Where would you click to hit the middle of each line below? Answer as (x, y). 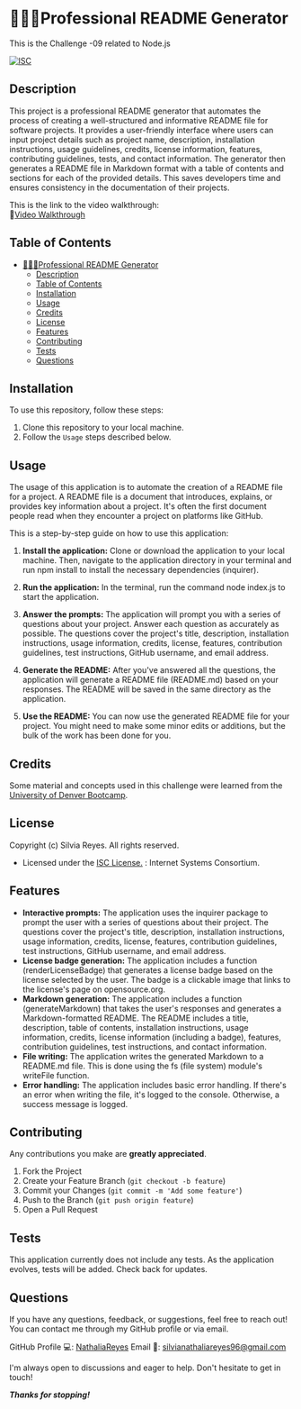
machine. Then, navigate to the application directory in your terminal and (157, 560)
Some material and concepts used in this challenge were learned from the (146, 786)
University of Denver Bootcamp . (69, 795)
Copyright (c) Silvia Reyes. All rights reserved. (94, 845)
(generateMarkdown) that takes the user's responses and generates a (152, 1008)
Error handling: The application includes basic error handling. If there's (155, 1085)
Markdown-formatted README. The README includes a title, (135, 1018)
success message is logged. (75, 1104)
